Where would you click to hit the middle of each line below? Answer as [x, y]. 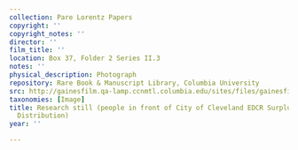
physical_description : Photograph [73, 75]
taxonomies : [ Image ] [47, 99]
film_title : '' [37, 50]
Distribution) [43, 116]
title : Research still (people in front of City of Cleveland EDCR [137, 108]
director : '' [33, 42]
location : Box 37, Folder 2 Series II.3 [85, 58]
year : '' [25, 124]
